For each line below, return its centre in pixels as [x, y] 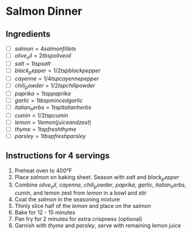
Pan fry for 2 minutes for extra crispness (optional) [78, 219]
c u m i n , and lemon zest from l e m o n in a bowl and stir [81, 193]
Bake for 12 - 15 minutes [45, 212]
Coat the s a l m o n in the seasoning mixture [67, 199]
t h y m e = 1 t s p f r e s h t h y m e [46, 129]
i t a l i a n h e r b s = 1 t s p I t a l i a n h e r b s [53, 108]
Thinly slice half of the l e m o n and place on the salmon [83, 206]
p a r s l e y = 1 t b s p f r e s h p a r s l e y [50, 136]
